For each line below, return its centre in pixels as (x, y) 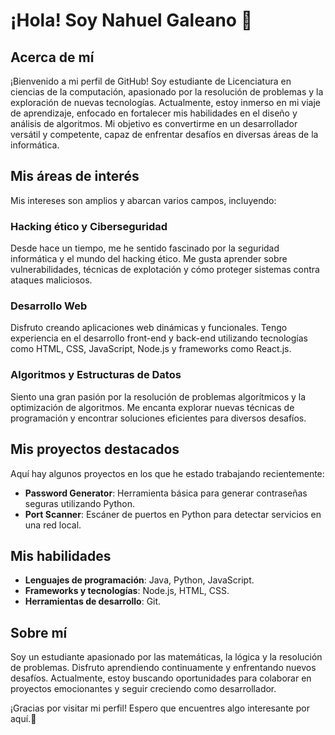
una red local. (53, 525)
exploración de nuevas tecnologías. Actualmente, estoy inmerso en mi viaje (166, 102)
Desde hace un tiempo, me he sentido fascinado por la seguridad (145, 248)
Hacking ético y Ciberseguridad (89, 226)
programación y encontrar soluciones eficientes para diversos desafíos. (158, 418)
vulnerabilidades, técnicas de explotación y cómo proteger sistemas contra (165, 270)
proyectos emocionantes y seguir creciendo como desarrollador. (143, 689)
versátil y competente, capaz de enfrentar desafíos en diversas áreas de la (164, 134)
